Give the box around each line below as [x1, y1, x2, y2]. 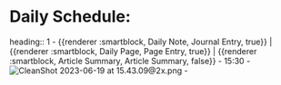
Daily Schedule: [9, 6, 132, 27]
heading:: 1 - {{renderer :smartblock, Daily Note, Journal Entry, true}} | [9, 36, 273, 47]
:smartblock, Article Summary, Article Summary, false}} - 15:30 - [9, 55, 251, 66]
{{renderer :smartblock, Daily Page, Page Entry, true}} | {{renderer [9, 45, 257, 56]
